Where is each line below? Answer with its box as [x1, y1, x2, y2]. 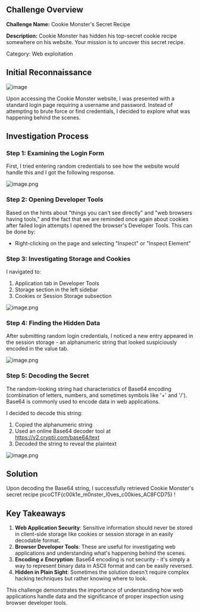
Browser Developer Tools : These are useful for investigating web [14, 543, 176, 551]
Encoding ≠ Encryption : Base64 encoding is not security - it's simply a [14, 556, 190, 563]
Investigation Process [6, 131, 89, 142]
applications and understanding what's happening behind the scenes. [14, 549, 186, 557]
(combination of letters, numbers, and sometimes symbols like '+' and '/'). [6, 391, 187, 399]
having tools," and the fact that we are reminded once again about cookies [6, 215, 189, 223]
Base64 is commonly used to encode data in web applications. [6, 398, 160, 405]
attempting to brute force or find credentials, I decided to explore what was [6, 107, 190, 115]
